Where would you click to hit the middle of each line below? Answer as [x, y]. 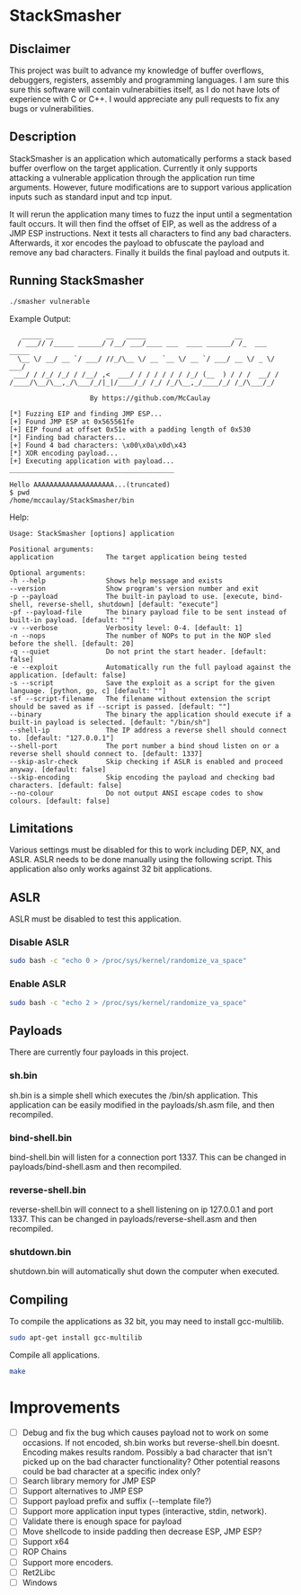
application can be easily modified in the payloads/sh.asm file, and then [142, 1105]
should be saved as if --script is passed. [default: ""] [120, 707]
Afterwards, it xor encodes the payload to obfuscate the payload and [137, 243]
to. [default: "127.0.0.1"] [62, 738]
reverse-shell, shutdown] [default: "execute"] [128, 604]
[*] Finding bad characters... [68, 437]
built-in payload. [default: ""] [72, 620]
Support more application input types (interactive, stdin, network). [144, 1511]
